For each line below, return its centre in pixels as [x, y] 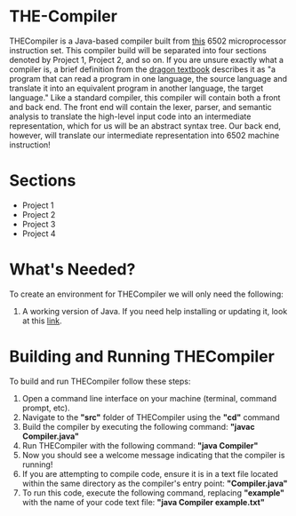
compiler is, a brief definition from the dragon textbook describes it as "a [143, 69]
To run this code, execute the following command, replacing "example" [153, 492]
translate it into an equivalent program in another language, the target [136, 88]
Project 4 [39, 234]
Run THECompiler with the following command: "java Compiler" [140, 445]
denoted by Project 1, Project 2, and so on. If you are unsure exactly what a [147, 60]
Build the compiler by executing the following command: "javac [138, 426]
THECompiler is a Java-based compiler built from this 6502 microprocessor [148, 41]
